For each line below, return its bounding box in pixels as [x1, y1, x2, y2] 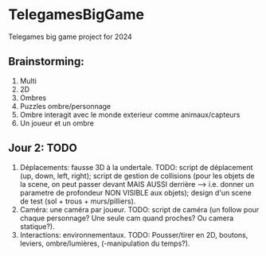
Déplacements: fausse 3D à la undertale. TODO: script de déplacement [19, 162, 253, 172]
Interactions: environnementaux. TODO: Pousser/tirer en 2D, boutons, [19, 230, 248, 239]
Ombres [19, 93, 46, 103]
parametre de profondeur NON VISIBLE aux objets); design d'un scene [19, 188, 252, 197]
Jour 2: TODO [8, 142, 77, 155]
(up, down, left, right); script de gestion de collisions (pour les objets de [19, 171, 255, 180]
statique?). [19, 221, 55, 231]
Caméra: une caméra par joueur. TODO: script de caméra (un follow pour [19, 204, 260, 214]
